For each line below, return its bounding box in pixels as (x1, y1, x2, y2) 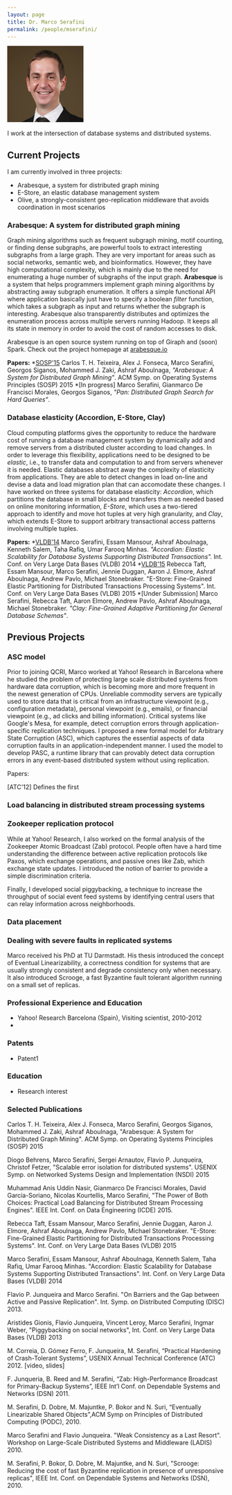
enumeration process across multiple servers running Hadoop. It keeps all (7, 317, 218, 326)
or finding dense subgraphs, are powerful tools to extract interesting (7, 243, 202, 252)
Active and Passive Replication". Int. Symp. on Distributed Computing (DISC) (7, 1298, 225, 1306)
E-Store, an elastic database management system (17, 188, 160, 197)
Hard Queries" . (7, 396, 51, 404)
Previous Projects (7, 631, 85, 644)
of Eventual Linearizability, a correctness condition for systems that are (7, 958, 211, 966)
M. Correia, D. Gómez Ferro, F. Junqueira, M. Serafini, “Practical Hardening (7, 1347, 222, 1355)
